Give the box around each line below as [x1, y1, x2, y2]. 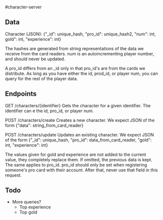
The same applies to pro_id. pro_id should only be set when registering [5, 162, 147, 168]
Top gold [19, 209, 37, 215]
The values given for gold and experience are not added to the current [5, 152, 146, 157]
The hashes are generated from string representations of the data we [5, 46, 144, 51]
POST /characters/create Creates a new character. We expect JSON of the [5, 117, 155, 123]
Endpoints [5, 90, 37, 98]
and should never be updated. [5, 56, 66, 62]
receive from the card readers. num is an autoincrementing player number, [5, 51, 154, 56]
